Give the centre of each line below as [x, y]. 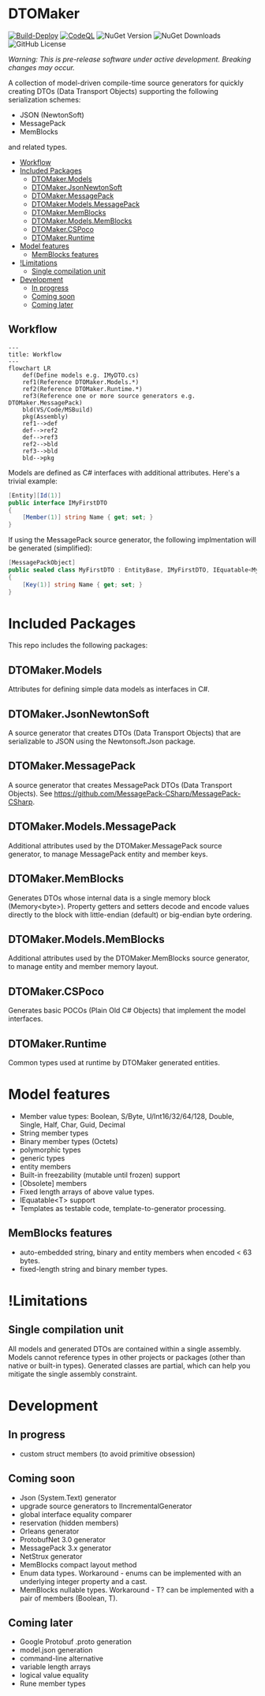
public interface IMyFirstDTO [58, 503]
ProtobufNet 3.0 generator [63, 1539]
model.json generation [56, 1650]
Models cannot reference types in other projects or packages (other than [127, 1357]
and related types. [38, 147]
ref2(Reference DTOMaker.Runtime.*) [83, 389]
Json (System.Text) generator [68, 1497]
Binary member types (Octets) [69, 1141]
